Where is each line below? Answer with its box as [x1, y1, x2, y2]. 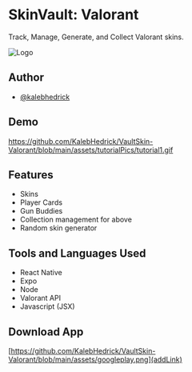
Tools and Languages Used [8, 246, 146, 260]
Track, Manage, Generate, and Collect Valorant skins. [8, 32, 184, 42]
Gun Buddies [19, 206, 63, 216]
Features [8, 168, 54, 182]
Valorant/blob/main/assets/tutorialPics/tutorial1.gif [8, 145, 174, 154]
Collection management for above [19, 214, 132, 225]
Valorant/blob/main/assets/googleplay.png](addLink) [8, 354, 182, 364]
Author [8, 70, 44, 85]
